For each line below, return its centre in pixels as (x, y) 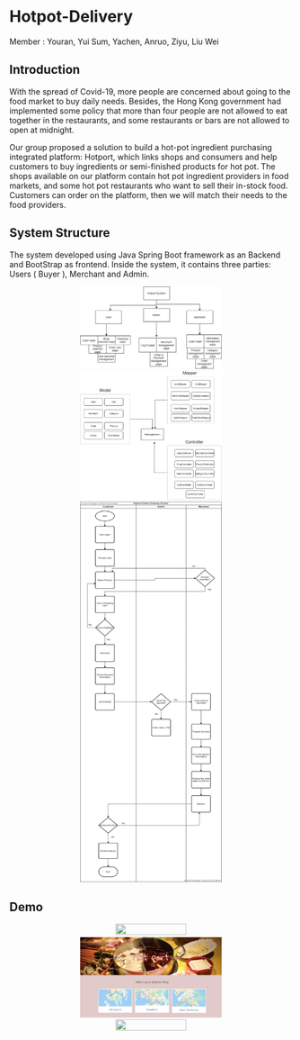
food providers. (38, 204)
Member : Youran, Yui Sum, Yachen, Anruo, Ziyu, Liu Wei (114, 41)
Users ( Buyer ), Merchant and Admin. (79, 274)
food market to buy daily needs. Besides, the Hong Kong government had (145, 101)
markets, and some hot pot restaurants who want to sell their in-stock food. (149, 185)
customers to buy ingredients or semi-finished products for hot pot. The (142, 166)
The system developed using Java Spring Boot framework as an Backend (145, 255)
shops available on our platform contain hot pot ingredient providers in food (149, 176)
